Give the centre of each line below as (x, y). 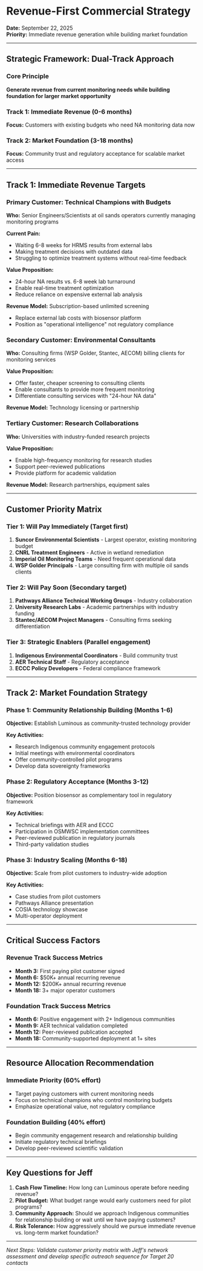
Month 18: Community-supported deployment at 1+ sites (85, 1038)
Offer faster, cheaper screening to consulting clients (80, 383)
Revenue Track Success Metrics (55, 958)
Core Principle (28, 76)
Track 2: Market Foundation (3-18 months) (70, 140)
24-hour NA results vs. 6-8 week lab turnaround (75, 281)
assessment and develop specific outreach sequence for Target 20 (90, 1256)
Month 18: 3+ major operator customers (65, 990)
